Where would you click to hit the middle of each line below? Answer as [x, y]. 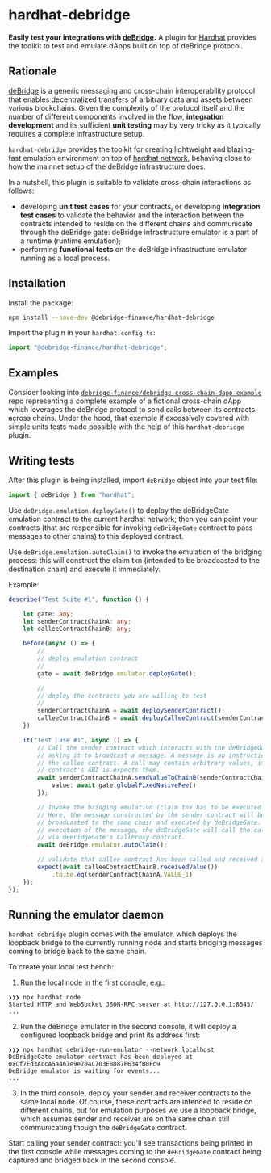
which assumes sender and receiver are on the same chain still [125, 1119]
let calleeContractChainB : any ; [77, 629]
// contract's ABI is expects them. [99, 770]
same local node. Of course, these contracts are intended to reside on [136, 1102]
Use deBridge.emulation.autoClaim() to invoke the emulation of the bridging [135, 552]
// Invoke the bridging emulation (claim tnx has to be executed [150, 807]
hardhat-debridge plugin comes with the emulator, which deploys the [123, 934]
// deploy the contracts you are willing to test [122, 696]
